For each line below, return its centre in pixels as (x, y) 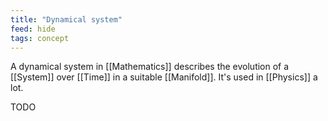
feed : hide (33, 29)
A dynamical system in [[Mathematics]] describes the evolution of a (150, 67)
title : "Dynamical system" (66, 19)
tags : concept (40, 38)
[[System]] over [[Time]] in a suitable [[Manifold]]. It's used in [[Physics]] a (164, 77)
